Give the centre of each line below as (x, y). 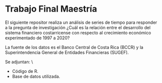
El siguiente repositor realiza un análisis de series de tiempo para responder (81, 22)
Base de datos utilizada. (36, 76)
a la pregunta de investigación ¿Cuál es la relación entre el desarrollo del (78, 27)
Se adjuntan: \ (19, 62)
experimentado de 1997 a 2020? (37, 38)
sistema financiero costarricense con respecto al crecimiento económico (78, 33)
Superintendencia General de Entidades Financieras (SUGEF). (67, 52)
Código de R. (25, 71)
